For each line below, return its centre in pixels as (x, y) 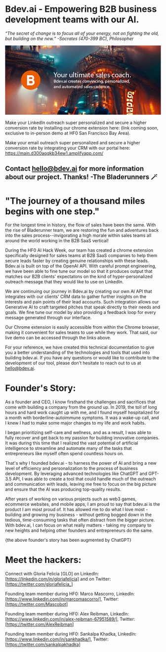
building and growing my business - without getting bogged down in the (79, 515)
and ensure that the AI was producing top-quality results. (63, 489)
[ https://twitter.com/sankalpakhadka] (43, 645)
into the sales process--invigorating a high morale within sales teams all (78, 235)
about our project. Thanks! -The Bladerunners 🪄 (81, 177)
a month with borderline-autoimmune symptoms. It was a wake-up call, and (82, 418)
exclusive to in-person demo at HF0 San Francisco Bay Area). (68, 133)
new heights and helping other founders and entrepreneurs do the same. (79, 530)
